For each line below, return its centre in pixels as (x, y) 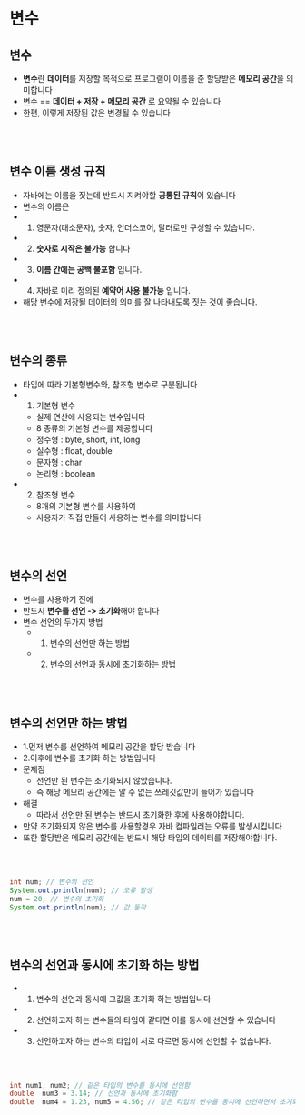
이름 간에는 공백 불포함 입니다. (89, 269)
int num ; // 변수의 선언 (51, 882)
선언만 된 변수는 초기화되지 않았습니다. (104, 781)
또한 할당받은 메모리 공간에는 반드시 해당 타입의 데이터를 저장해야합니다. (150, 838)
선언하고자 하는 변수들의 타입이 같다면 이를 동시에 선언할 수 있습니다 (156, 1020)
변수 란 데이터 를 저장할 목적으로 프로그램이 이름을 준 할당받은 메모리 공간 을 (153, 79)
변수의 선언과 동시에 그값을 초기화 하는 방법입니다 (123, 999)
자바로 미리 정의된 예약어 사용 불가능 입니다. (113, 290)
